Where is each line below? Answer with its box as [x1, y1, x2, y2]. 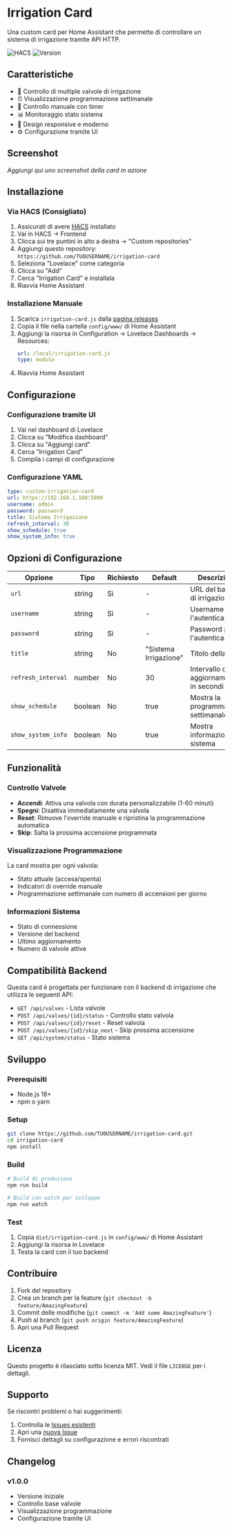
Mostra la [190, 693, 221, 703]
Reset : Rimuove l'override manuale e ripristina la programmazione [17, 813, 206, 822]
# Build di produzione [7, 1176, 72, 1182]
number [73, 673, 100, 683]
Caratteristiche [7, 69, 74, 80]
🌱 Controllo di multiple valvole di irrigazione [17, 87, 142, 95]
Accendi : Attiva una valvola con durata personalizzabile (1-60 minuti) [17, 798, 214, 807]
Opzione [25, 573, 53, 583]
